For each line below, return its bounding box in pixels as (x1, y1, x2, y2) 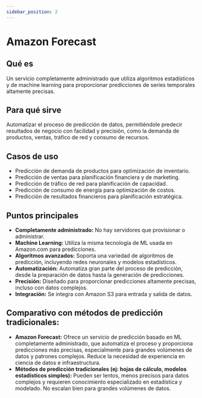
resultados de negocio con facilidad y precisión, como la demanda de (6, 127, 180, 134)
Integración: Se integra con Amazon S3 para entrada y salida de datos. (14, 291, 193, 298)
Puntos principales (6, 210, 79, 221)
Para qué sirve (6, 105, 62, 115)
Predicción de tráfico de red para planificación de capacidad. (14, 180, 168, 188)
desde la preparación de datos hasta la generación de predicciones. (14, 271, 185, 279)
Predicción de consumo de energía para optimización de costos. (14, 186, 176, 194)
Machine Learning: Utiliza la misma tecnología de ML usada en (14, 239, 173, 247)
